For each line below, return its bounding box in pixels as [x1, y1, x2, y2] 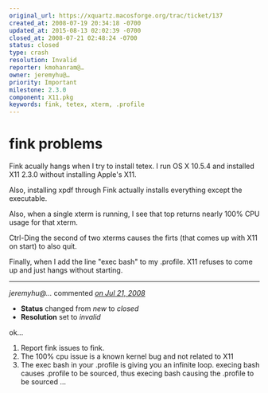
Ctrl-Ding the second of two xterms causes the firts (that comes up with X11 [9, 233, 258, 243]
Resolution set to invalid [20, 312, 102, 322]
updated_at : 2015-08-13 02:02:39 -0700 [9, 26, 142, 34]
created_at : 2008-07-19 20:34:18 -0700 [9, 19, 142, 27]
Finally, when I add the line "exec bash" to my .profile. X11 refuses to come [9, 257, 253, 267]
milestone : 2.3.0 [9, 85, 67, 94]
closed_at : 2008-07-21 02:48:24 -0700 [9, 33, 138, 42]
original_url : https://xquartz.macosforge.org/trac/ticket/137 [9, 11, 223, 20]
